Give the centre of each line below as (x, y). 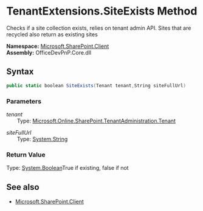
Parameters (24, 101)
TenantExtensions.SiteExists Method (102, 11)
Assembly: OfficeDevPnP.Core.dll (49, 52)
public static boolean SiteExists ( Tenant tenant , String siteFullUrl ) (96, 85)
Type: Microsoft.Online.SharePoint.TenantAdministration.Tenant (97, 121)
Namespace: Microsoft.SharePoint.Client (58, 46)
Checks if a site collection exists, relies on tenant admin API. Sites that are (99, 28)
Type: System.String (43, 139)
